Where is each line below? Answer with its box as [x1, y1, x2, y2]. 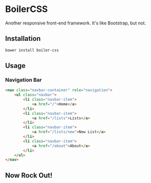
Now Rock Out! [5, 171, 53, 180]
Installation [5, 34, 41, 43]
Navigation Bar [5, 76, 42, 83]
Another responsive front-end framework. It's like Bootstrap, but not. [5, 20, 146, 26]
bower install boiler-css [5, 47, 59, 53]
